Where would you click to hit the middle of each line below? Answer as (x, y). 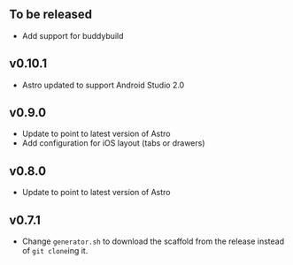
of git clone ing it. (55, 251)
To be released (51, 15)
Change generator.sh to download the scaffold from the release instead (153, 241)
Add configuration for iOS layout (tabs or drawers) (113, 143)
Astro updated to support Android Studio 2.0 (103, 85)
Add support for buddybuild (73, 35)
